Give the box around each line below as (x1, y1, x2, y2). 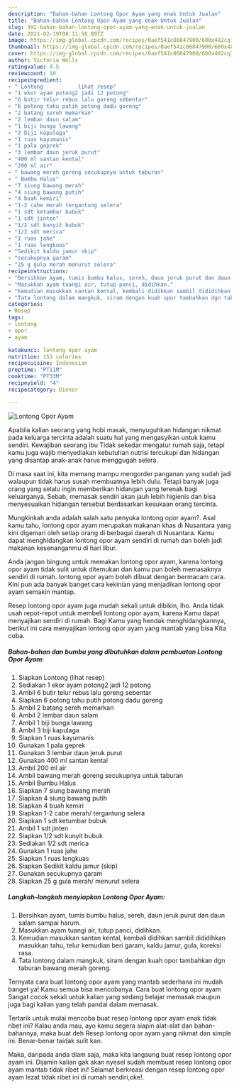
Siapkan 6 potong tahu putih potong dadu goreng (18, 696, 163, 704)
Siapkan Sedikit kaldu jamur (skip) (18, 862, 118, 870)
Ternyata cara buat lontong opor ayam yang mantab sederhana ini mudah (8, 977, 223, 986)
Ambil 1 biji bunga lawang (18, 718, 93, 727)
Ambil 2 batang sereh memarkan (18, 703, 114, 712)
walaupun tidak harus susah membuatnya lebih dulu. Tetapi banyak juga (8, 477, 219, 485)
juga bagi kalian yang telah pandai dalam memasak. (8, 1000, 159, 1009)
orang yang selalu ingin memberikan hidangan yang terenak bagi (8, 484, 198, 493)
